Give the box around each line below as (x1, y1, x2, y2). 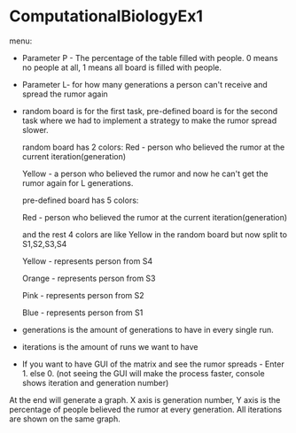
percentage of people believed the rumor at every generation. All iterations (9, 404, 282, 414)
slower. (21, 124, 49, 135)
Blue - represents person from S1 (21, 307, 144, 318)
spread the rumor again (21, 89, 108, 99)
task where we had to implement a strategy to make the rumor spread (21, 115, 277, 126)
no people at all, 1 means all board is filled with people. (21, 62, 222, 73)
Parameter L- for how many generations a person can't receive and (21, 79, 268, 89)
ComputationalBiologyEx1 (9, 6, 204, 27)
